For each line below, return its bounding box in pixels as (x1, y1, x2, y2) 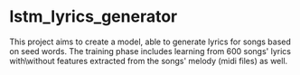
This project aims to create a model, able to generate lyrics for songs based (9, 36, 292, 47)
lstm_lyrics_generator (9, 6, 178, 27)
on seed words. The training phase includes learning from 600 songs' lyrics (9, 45, 292, 56)
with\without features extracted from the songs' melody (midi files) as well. (9, 55, 288, 66)
